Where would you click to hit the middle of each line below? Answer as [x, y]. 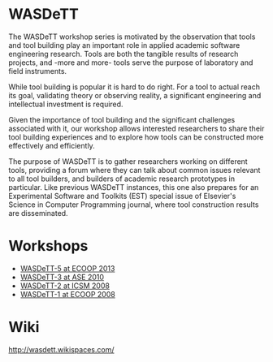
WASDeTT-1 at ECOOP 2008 [67, 294]
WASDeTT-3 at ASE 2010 [62, 277]
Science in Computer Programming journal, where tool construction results [134, 205]
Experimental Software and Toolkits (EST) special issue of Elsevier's [122, 196]
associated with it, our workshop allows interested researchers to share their [136, 128]
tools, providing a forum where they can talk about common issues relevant [134, 170]
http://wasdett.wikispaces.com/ [61, 349]
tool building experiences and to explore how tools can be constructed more [136, 137]
